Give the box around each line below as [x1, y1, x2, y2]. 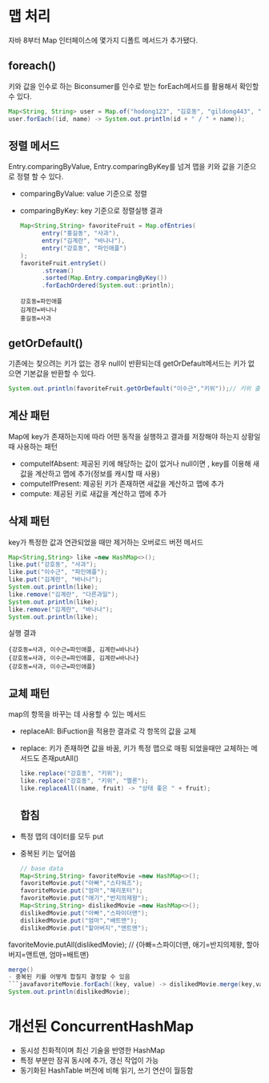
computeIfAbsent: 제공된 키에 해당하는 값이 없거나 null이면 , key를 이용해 [19, 459, 251, 468]
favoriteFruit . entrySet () [19, 259, 106, 267]
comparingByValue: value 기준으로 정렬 [19, 189, 147, 199]
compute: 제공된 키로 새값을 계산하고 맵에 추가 [19, 488, 167, 498]
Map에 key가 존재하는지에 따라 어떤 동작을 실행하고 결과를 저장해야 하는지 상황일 [8, 431, 261, 441]
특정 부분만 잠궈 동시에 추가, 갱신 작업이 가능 [19, 1055, 159, 1065]
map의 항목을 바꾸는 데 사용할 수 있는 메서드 [8, 709, 147, 719]
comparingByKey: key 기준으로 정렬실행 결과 [19, 206, 163, 216]
